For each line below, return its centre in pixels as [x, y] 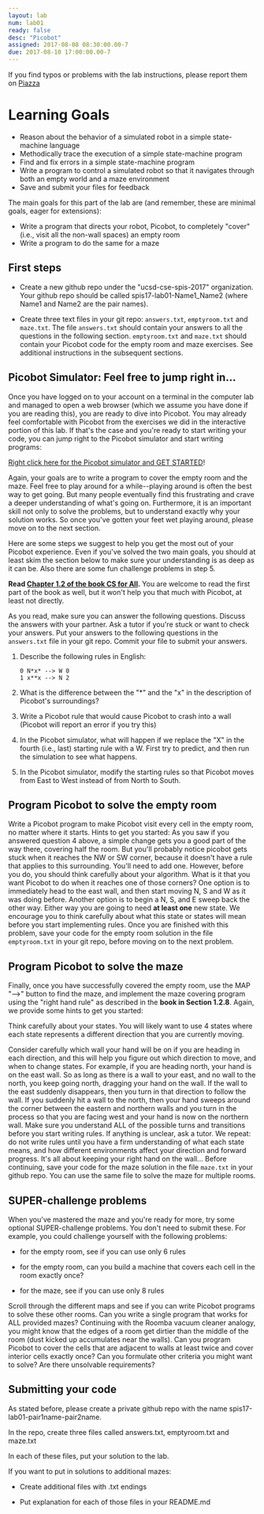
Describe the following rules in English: [83, 656]
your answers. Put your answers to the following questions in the [113, 632]
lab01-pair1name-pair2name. [55, 1417]
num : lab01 [26, 23]
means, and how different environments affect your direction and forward [127, 1151]
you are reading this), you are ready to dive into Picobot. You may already [127, 413]
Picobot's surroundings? [59, 701]
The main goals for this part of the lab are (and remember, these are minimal [132, 202]
